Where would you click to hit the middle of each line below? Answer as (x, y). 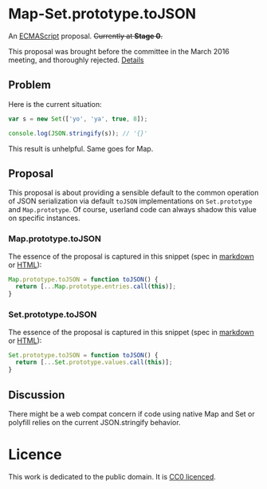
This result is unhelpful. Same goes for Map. (81, 148)
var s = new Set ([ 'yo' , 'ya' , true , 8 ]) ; (78, 119)
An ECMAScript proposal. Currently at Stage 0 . (86, 36)
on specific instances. (45, 218)
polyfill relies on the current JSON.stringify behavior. (94, 422)
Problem (30, 85)
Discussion (37, 394)
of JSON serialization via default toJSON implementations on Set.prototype (130, 201)
